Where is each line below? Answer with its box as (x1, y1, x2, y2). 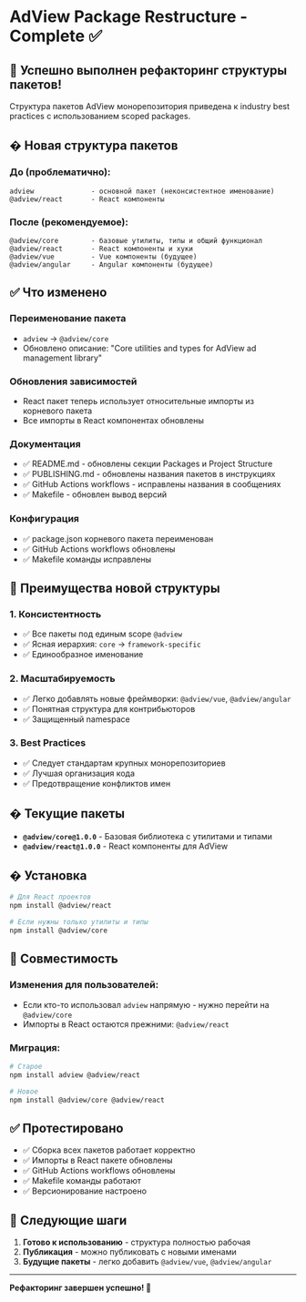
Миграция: (9, 1041, 61, 1053)
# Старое (9, 1062, 43, 1071)
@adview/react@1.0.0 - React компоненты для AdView (22, 840, 229, 851)
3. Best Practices (9, 737, 87, 749)
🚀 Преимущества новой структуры (9, 580, 220, 595)
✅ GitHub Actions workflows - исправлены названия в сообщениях (22, 479, 281, 490)
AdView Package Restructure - (9, 6, 248, 27)
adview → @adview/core (22, 332, 109, 343)
